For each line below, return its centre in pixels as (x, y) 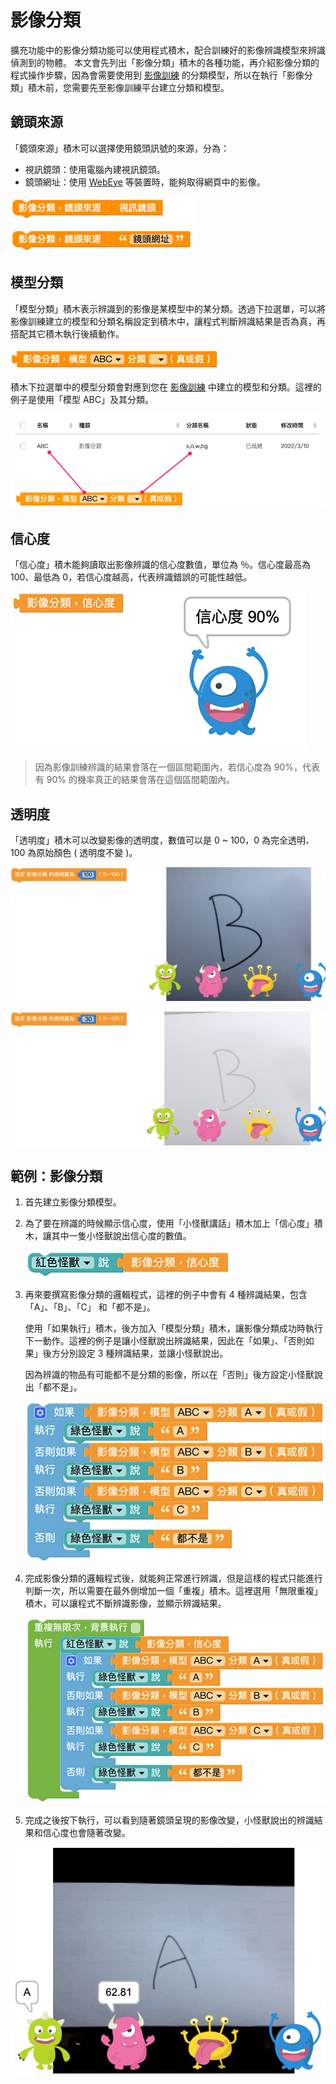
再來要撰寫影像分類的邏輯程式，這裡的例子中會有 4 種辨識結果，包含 (166, 1294)
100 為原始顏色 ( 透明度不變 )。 (74, 852)
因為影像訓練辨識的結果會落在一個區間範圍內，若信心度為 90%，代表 (177, 767)
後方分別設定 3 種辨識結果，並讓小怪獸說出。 (135, 1353)
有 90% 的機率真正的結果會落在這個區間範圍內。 (134, 780)
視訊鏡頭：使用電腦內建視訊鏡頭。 (95, 169)
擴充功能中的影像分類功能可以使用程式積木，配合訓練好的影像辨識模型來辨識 (168, 50)
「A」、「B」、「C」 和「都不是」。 (90, 1307)
